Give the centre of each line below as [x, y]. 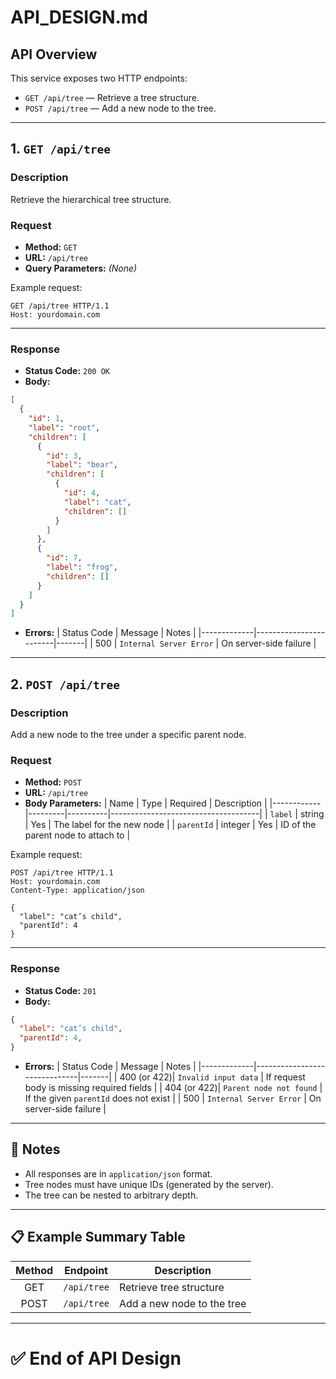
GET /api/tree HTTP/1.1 [60, 306]
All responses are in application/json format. [118, 1173]
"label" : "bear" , [82, 465]
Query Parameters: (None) [81, 268]
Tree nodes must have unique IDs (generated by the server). [149, 1184]
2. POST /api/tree [65, 684]
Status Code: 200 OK [67, 371]
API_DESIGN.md [79, 17]
